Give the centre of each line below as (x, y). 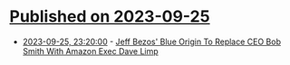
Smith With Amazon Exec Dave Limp (90, 51)
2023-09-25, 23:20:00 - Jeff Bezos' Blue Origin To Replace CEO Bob (151, 42)
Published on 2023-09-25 (110, 17)
